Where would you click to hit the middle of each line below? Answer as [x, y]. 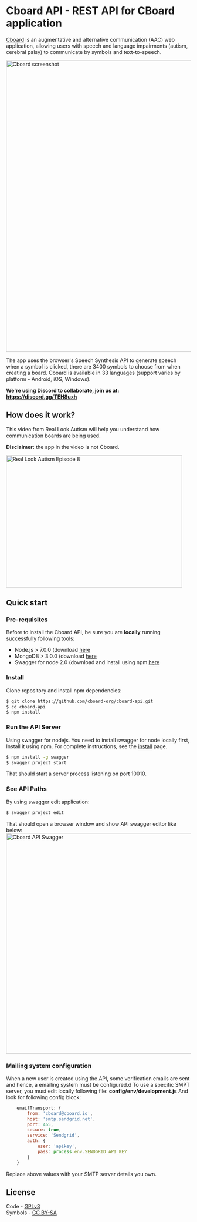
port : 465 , [40, 1124]
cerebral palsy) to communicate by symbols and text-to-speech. [84, 52]
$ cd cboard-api [26, 707]
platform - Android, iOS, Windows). [48, 379]
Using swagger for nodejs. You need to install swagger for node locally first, [98, 740]
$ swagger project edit [35, 812]
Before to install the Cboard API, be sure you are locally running [83, 632]
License [21, 1192]
